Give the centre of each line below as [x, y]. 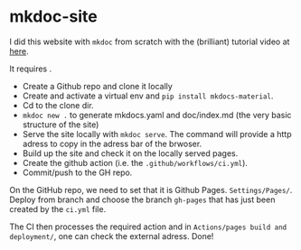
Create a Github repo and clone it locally [98, 86]
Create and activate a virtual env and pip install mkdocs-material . [148, 96]
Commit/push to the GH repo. [77, 172]
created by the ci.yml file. [58, 208]
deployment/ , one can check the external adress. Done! [112, 236]
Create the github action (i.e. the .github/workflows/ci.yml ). [135, 162]
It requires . [31, 69]
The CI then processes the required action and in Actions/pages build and [148, 227]
